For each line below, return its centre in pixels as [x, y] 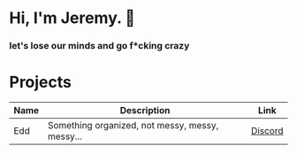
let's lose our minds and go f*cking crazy [99, 46]
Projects [41, 82]
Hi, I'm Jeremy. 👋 [72, 18]
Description [145, 111]
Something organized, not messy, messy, [133, 126]
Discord [267, 131]
